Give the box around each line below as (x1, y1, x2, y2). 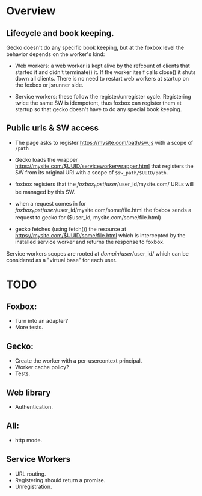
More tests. (14, 323, 43, 331)
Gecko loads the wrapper (14, 156, 78, 163)
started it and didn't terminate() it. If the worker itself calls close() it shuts (14, 69, 196, 76)
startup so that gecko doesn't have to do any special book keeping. (14, 106, 182, 112)
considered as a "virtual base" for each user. (6, 257, 117, 264)
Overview (6, 4, 56, 18)
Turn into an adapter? (14, 317, 69, 325)
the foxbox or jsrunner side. (14, 81, 84, 88)
